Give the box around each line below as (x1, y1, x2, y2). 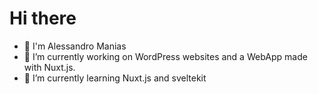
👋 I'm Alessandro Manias (23, 40, 127, 52)
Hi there (9, 7, 77, 30)
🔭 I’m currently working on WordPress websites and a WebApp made (23, 50, 308, 62)
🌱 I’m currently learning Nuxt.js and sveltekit (23, 72, 207, 84)
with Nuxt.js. (23, 61, 76, 73)
